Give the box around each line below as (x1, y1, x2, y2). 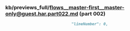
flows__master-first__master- (49, 4, 125, 11)
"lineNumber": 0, (71, 21, 109, 26)
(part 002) (79, 10, 106, 17)
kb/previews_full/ (5, 4, 50, 11)
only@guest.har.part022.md (5, 10, 79, 17)
